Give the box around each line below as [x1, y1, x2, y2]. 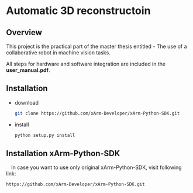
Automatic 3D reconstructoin [6, 4, 151, 18]
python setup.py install [14, 132, 75, 138]
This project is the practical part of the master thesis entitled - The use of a [6, 43, 187, 50]
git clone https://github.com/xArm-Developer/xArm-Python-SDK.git [14, 110, 180, 116]
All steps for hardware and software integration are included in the [6, 60, 166, 67]
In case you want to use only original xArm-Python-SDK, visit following [11, 164, 182, 171]
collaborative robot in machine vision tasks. [6, 49, 111, 56]
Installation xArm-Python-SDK [6, 148, 120, 158]
